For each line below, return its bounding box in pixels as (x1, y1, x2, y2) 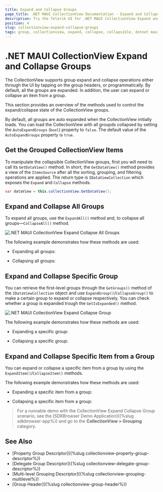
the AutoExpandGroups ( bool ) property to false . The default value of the (5, 127, 147, 133)
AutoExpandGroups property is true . (5, 132, 74, 137)
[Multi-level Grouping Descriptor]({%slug (12, 471, 95, 476)
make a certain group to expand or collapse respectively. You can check (5, 295, 149, 301)
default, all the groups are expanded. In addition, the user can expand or (5, 87, 150, 93)
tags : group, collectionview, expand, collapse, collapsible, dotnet (5, 30, 149, 34)
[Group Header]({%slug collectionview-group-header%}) (12, 481, 127, 487)
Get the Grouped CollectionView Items (5, 146, 124, 154)
